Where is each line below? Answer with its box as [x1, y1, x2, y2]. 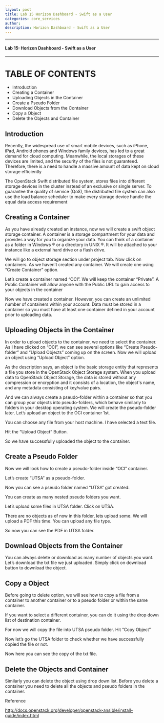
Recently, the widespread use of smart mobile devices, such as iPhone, [5, 143, 149, 149]
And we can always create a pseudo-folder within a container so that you [5, 394, 152, 400]
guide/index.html [5, 712, 39, 718]
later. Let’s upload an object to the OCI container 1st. [5, 409, 110, 416]
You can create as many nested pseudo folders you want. [5, 494, 121, 499]
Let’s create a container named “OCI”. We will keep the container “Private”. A [5, 276, 159, 282]
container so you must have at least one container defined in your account [5, 306, 155, 312]
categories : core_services [5, 16, 60, 21]
